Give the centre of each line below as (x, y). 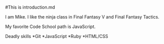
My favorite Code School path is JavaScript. (50, 26)
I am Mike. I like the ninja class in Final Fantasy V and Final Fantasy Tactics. (82, 17)
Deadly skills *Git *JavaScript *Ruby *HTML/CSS (57, 36)
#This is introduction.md (30, 7)
